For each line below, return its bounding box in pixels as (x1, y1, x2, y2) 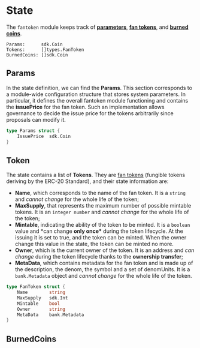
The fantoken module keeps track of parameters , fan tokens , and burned (6, 23, 189, 31)
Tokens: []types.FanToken (6, 46, 84, 53)
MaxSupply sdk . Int (17, 295, 68, 301)
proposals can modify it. (6, 116, 66, 123)
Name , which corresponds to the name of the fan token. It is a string (14, 190, 186, 197)
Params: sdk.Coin (6, 41, 63, 47)
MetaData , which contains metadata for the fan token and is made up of (14, 259, 193, 267)
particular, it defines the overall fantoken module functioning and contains (6, 97, 189, 104)
